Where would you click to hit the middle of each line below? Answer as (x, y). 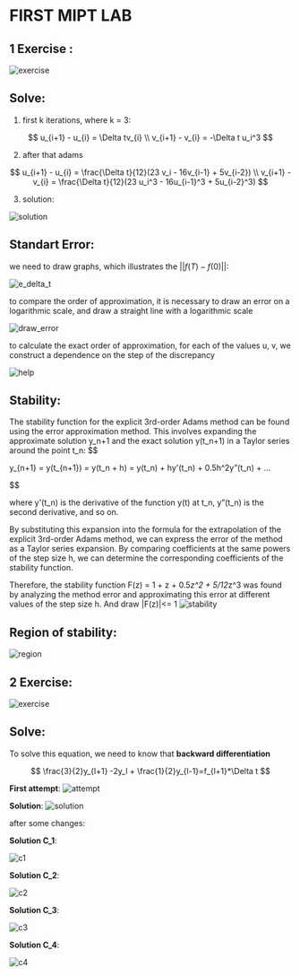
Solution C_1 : (33, 841)
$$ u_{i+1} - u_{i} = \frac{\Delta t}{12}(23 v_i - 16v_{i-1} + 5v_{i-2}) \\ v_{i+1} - (150, 172)
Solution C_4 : (34, 945)
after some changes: (47, 823)
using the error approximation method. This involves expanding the (133, 431)
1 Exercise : (41, 49)
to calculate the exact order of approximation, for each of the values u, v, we (150, 345)
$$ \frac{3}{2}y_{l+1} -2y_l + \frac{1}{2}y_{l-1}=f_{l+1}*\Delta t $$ (150, 771)
